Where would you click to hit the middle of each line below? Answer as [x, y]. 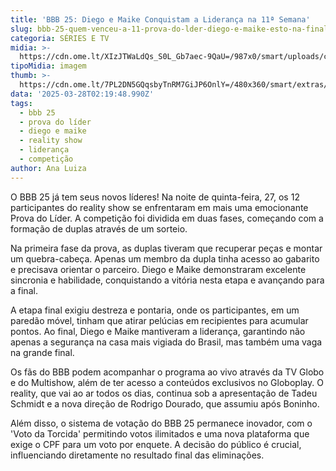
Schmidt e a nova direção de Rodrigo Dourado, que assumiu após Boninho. [165, 403]
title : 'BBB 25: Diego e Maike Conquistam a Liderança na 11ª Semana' [160, 19]
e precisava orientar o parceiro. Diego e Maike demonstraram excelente [158, 269]
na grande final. [42, 352]
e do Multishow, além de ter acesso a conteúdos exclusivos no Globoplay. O [167, 382]
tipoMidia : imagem [48, 66]
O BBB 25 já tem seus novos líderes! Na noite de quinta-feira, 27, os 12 [155, 197]
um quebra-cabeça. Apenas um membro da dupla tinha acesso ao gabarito [165, 258]
